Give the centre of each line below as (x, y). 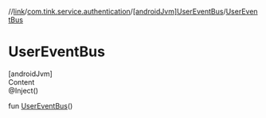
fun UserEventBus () (41, 105)
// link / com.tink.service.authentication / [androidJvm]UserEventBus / (117, 11)
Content (22, 82)
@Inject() (23, 90)
